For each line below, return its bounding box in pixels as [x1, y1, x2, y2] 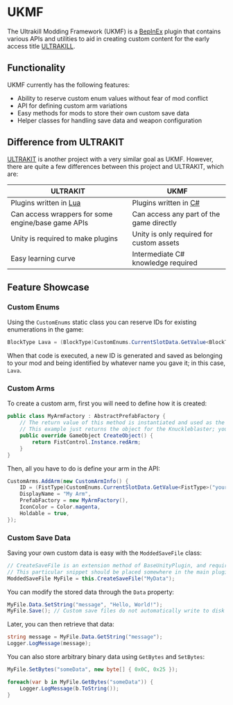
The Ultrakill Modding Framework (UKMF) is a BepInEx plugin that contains [7, 27, 221, 35]
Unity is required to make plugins [10, 234, 118, 243]
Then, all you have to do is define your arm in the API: [7, 464, 161, 473]
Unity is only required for [132, 229, 213, 238]
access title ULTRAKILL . [7, 42, 76, 50]
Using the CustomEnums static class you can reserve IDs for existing [7, 318, 197, 327]
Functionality [7, 62, 66, 74]
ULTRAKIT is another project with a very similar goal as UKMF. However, [7, 154, 214, 163]
